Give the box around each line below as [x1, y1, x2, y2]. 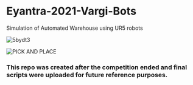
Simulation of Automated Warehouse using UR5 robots [6, 24, 143, 32]
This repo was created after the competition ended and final [6, 63, 188, 71]
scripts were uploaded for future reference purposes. [6, 70, 168, 79]
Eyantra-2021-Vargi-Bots [6, 4, 137, 18]
